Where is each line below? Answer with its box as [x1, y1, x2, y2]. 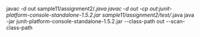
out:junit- [149, 5, 172, 12]
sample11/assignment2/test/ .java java [102, 11, 195, 18]
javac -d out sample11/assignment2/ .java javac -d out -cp [6, 5, 149, 12]
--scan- [165, 18, 186, 24]
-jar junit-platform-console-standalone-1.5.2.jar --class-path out [6, 18, 165, 24]
